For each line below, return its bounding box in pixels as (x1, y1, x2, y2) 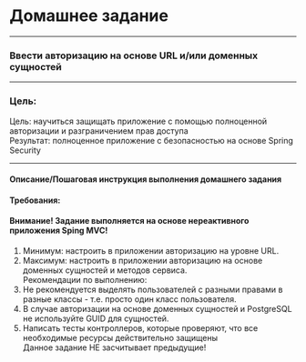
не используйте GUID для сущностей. (22, 313, 169, 324)
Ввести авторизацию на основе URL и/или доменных (9, 49, 259, 62)
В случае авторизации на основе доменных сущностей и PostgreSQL (22, 303, 293, 314)
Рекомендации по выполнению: (22, 274, 148, 285)
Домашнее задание (9, 5, 168, 26)
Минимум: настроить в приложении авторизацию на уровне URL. (22, 245, 280, 256)
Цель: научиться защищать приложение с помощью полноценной (9, 116, 268, 126)
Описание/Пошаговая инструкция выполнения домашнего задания (9, 174, 282, 185)
